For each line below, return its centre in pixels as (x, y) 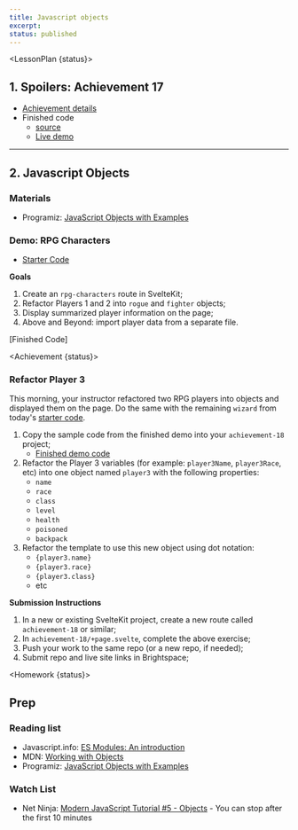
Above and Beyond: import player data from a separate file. (130, 322)
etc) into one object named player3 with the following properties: (141, 473)
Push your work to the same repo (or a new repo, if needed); (133, 648)
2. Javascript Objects (70, 172)
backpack (51, 539)
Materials (30, 198)
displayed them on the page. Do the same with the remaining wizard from (143, 408)
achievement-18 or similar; (69, 630)
